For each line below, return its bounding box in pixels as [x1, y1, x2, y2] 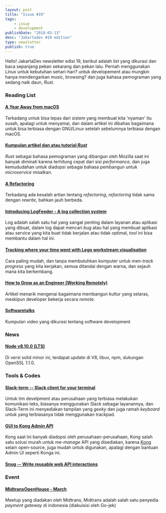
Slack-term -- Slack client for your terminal [5, 385, 96, 390]
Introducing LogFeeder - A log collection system [5, 208, 107, 214]
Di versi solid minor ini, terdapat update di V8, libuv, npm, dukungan [5, 355, 144, 361]
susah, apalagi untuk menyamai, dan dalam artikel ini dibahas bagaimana [5, 120, 154, 126]
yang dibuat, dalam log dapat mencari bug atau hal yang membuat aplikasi [5, 225, 158, 231]
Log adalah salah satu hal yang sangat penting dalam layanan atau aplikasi [5, 220, 158, 226]
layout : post [5, 7, 32, 12]
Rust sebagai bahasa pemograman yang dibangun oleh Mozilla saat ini [5, 153, 150, 159]
